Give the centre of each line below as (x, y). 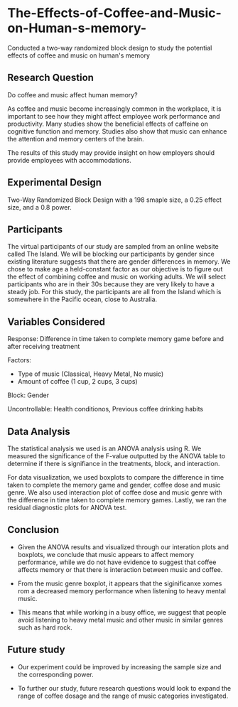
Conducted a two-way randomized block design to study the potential (110, 48)
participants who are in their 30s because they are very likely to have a (111, 284)
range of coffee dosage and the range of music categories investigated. (123, 696)
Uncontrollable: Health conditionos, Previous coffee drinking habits (106, 409)
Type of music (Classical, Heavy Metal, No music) (91, 374)
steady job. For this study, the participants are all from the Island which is (114, 292)
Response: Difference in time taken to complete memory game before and (115, 339)
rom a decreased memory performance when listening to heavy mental (121, 590)
